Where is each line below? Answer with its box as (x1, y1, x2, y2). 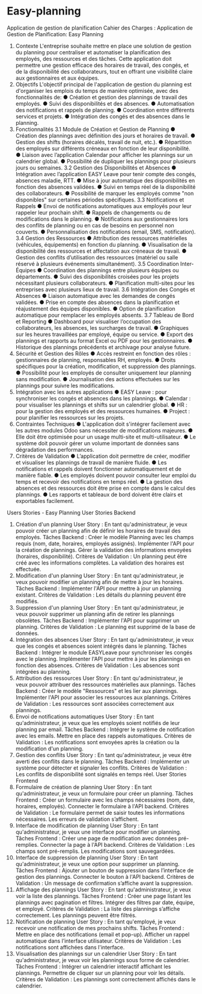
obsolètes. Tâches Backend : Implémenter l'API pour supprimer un (15, 616, 180, 624)
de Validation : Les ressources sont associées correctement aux (15, 700, 174, 707)
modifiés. (15, 597, 39, 604)
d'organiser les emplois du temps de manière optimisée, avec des (15, 87, 179, 94)
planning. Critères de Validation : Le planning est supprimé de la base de (15, 623, 196, 630)
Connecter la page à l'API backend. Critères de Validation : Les (40, 841, 195, 848)
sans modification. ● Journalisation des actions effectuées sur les (15, 375, 180, 382)
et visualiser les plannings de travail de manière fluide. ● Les (15, 458, 167, 466)
